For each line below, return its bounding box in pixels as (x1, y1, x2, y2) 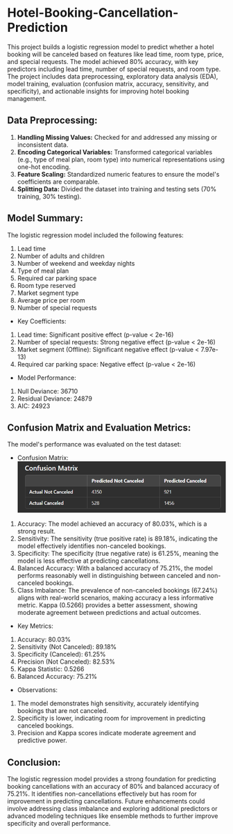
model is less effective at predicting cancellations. (17, 556, 161, 565)
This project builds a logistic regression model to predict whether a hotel (7, 42, 214, 51)
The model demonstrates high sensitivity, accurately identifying (17, 699, 199, 707)
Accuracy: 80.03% (17, 635, 71, 644)
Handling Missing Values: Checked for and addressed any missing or (17, 133, 218, 141)
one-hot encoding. (17, 162, 71, 171)
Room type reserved (17, 281, 76, 289)
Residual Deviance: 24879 (17, 394, 92, 403)
